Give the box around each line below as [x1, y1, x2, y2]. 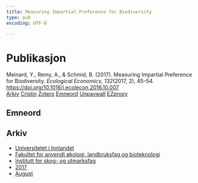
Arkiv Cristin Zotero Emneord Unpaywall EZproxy [6, 90, 128, 98]
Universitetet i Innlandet [14, 144, 74, 151]
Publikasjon [6, 51, 66, 65]
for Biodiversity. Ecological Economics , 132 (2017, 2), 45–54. [6, 78, 155, 85]
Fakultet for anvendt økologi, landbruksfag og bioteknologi [14, 150, 161, 158]
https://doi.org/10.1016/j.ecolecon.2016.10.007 [6, 84, 119, 91]
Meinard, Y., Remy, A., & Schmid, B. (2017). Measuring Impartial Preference [6, 71, 193, 78]
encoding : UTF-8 [6, 20, 47, 26]
